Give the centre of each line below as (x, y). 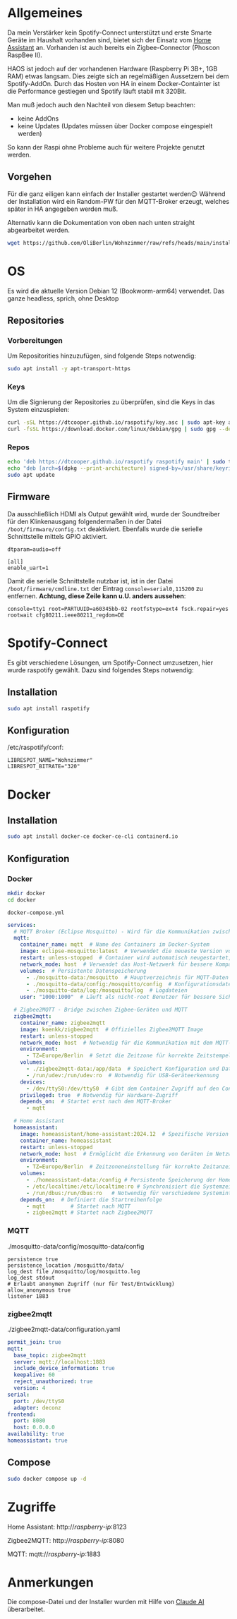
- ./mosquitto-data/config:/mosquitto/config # (99, 984)
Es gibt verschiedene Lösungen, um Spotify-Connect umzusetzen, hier (110, 662)
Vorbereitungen (35, 340)
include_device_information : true (64, 1369)
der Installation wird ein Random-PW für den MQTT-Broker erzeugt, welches (119, 201)
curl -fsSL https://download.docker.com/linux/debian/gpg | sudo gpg (112, 429)
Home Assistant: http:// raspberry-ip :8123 (67, 1527)
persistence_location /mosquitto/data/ (66, 1265)
